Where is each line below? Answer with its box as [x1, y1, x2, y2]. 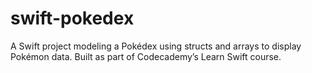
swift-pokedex [10, 7, 135, 30]
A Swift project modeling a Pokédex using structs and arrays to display [10, 40, 302, 52]
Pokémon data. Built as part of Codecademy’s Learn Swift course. [10, 50, 282, 62]
